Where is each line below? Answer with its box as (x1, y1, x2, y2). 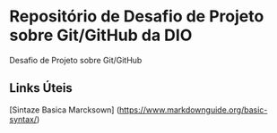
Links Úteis (9, 80, 74, 96)
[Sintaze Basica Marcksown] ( (9, 104, 120, 115)
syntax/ (9, 113, 38, 124)
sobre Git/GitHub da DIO (9, 25, 193, 46)
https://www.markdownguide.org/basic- (119, 104, 268, 115)
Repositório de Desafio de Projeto (9, 6, 264, 27)
